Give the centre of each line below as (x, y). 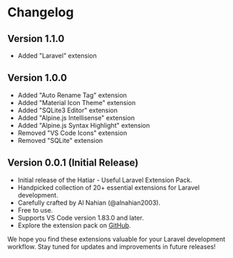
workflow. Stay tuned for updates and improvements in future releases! (112, 247)
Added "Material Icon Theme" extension (77, 102)
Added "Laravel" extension (57, 55)
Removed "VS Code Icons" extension (72, 133)
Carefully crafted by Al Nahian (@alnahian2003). (89, 203)
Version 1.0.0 (37, 78)
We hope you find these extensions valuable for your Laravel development (116, 239)
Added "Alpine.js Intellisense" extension (76, 117)
